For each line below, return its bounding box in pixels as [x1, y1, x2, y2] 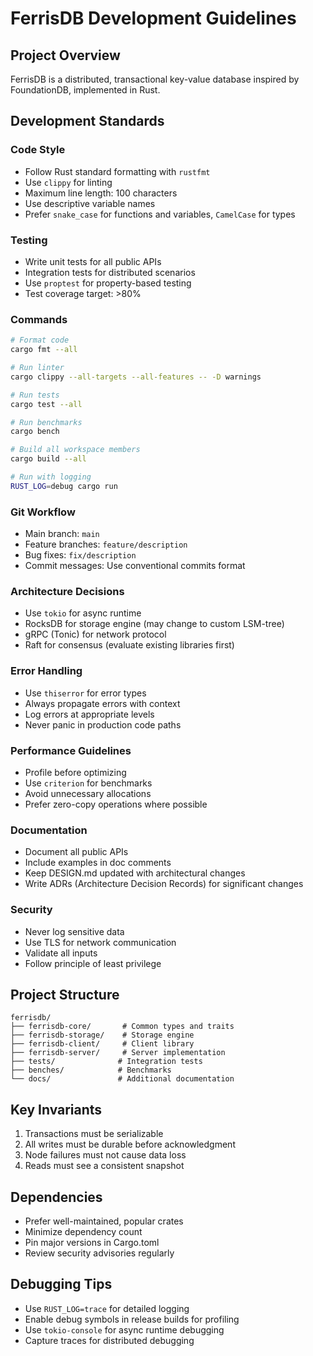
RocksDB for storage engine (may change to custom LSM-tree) [24, 618, 285, 630]
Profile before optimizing [24, 766, 127, 778]
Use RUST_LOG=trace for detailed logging [24, 1302, 190, 1314]
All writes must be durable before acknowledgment [24, 1138, 236, 1151]
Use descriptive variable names [24, 197, 156, 209]
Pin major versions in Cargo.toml [24, 1237, 160, 1248]
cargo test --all [10, 399, 83, 409]
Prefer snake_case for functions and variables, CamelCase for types [24, 208, 296, 220]
